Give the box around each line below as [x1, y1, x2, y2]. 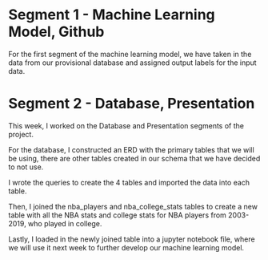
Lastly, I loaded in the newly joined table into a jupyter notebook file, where [8, 234, 255, 244]
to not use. [8, 162, 44, 172]
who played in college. [27, 218, 102, 228]
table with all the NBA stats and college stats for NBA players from [8, 210, 226, 220]
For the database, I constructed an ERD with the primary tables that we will [8, 144, 254, 154]
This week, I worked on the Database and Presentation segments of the [8, 120, 244, 130]
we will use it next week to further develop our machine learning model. [8, 242, 245, 252]
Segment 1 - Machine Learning [8, 6, 216, 24]
